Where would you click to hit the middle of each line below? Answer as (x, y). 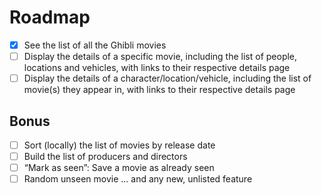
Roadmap (50, 17)
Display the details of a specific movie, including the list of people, (160, 56)
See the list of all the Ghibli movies (95, 45)
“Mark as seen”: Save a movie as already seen (119, 168)
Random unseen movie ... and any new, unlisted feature (138, 179)
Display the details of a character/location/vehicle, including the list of (167, 78)
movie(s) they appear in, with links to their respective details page (159, 90)
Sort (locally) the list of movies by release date (119, 145)
